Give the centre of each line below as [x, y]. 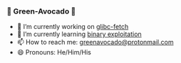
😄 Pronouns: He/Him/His [54, 52]
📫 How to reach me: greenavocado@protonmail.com [95, 42]
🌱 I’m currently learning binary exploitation [79, 34]
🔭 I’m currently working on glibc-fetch [73, 27]
